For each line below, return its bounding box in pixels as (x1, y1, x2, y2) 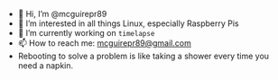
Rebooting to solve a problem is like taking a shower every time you (17, 50, 269, 61)
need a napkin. (17, 60, 74, 71)
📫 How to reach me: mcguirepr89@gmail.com (17, 38, 191, 49)
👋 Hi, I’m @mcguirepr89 (17, 9, 107, 19)
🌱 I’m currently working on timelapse (17, 28, 155, 38)
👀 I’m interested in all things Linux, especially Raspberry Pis (17, 18, 239, 29)
